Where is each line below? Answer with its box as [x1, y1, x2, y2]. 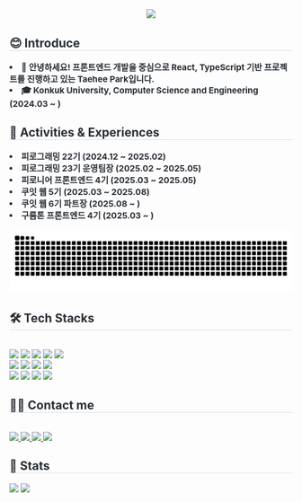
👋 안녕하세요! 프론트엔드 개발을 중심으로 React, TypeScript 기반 [21, 61, 262, 73]
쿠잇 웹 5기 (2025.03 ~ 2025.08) [21, 186, 150, 198]
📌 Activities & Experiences [9, 125, 160, 140]
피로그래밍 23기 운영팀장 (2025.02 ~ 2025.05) [21, 162, 202, 174]
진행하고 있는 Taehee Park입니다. [26, 73, 155, 84]
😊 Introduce [9, 36, 81, 51]
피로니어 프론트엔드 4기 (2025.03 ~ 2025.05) [21, 174, 197, 186]
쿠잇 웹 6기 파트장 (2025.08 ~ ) [21, 198, 141, 209]
